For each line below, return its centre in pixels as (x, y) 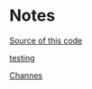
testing (22, 58)
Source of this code (46, 40)
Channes (26, 75)
